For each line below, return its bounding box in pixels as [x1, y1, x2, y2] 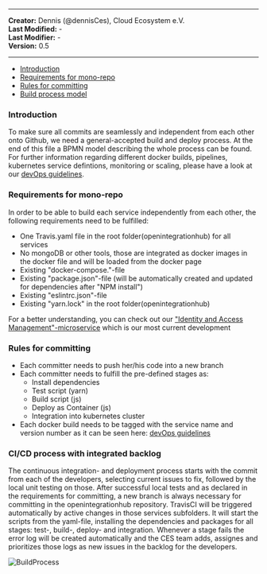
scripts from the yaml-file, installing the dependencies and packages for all [8, 517, 254, 526]
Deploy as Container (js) [31, 402, 111, 412]
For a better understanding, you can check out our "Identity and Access [8, 314, 244, 324]
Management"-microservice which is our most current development [8, 323, 231, 332]
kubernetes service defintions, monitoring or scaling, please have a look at [8, 161, 253, 171]
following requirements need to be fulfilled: [8, 215, 149, 225]
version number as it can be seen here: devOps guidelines [19, 428, 211, 437]
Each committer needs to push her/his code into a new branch [19, 360, 224, 370]
